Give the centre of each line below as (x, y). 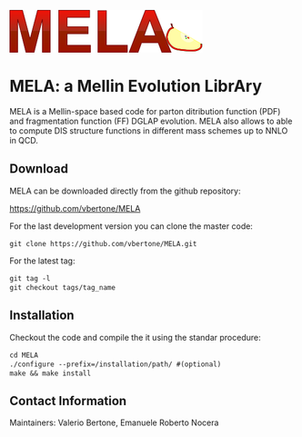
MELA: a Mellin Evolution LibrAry (136, 86)
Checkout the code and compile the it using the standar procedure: (135, 337)
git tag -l (30, 278)
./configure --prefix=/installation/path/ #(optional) (116, 364)
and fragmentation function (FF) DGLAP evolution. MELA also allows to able (151, 121)
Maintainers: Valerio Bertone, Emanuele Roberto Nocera (114, 422)
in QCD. (24, 140)
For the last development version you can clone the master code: (131, 226)
